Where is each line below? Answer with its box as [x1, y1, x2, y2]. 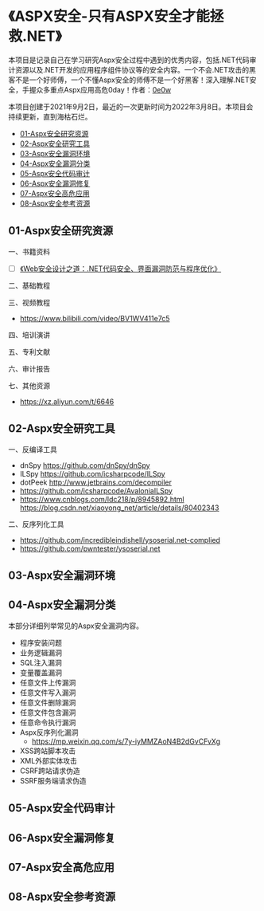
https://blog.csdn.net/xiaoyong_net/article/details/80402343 [19, 503, 220, 512]
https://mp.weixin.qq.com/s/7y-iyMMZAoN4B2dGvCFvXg [31, 736, 221, 746]
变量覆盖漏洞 [19, 667, 62, 677]
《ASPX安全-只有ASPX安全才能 [8, 7, 211, 26]
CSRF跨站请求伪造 [19, 766, 81, 776]
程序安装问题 [19, 638, 62, 647]
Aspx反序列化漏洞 [19, 727, 79, 737]
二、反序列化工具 [8, 519, 64, 528]
